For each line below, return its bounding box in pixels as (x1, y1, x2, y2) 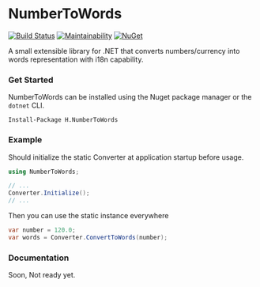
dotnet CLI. (8, 100, 45, 111)
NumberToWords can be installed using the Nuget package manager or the (8, 93, 252, 102)
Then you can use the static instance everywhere (8, 211, 169, 221)
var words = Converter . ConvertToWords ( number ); (8, 233, 168, 241)
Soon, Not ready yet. (8, 270, 76, 280)
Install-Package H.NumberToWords (8, 116, 119, 124)
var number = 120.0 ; (8, 226, 77, 234)
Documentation (8, 252, 70, 263)
